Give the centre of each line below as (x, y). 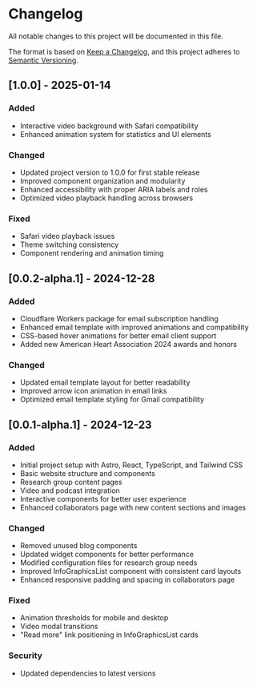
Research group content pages (71, 482)
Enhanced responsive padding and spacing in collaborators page (127, 580)
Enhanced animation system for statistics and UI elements (116, 134)
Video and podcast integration (70, 490)
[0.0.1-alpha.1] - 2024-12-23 (80, 424)
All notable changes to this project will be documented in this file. (116, 36)
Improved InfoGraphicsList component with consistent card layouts (131, 571)
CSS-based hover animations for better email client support (118, 335)
